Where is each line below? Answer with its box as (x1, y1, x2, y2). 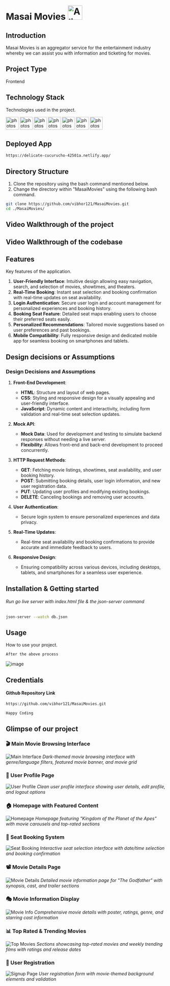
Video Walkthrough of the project (6, 220, 114, 229)
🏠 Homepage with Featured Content (6, 802, 99, 809)
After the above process (6, 652, 59, 657)
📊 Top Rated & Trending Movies (6, 927, 87, 935)
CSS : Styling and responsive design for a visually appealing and (20, 395, 155, 401)
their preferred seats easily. (13, 316, 71, 322)
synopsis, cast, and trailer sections (6, 883, 79, 889)
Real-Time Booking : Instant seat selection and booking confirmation (13, 289, 157, 295)
